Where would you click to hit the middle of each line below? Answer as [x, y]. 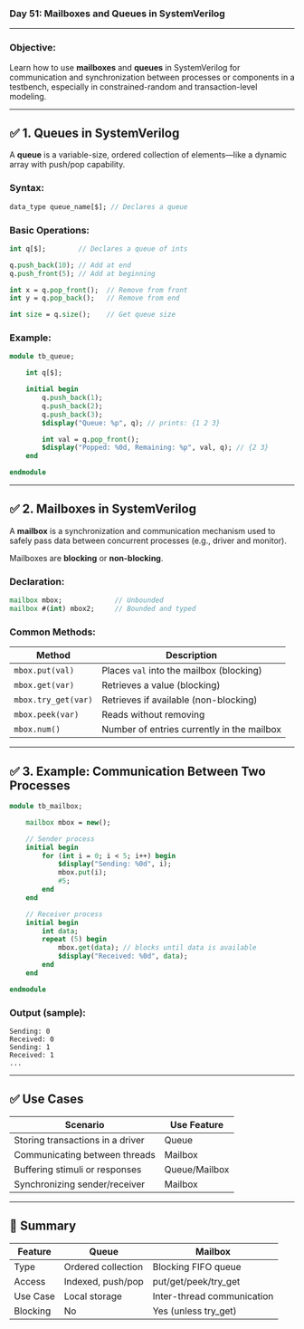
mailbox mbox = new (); [68, 822]
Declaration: [37, 581]
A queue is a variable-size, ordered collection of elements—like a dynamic [148, 155]
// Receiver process [64, 914]
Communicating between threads [85, 1154]
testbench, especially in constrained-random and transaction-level [133, 86]
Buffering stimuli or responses [78, 1169]
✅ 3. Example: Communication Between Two [138, 771]
